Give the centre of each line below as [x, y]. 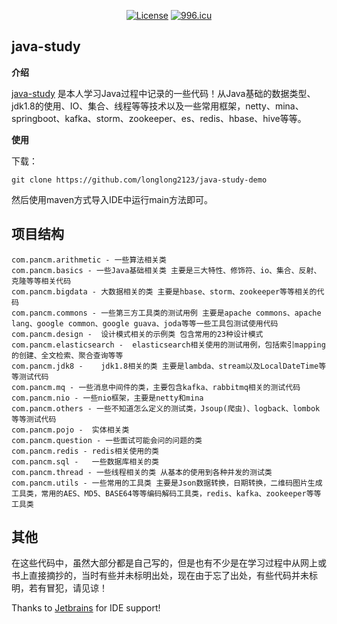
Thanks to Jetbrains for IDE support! [86, 608]
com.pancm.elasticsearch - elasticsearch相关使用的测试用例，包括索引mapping [168, 345]
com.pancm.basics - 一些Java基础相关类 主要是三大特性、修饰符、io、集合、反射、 [166, 270]
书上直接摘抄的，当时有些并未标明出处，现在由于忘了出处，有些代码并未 [160, 576]
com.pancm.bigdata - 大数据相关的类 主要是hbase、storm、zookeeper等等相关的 [164, 291]
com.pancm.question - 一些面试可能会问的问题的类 [107, 440]
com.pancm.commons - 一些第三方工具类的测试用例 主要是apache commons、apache [166, 313]
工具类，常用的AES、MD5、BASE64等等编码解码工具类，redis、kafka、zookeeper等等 [166, 493]
